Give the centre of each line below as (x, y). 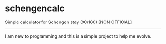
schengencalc (35, 9)
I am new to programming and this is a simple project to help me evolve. (78, 36)
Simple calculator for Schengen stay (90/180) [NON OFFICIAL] (69, 22)
